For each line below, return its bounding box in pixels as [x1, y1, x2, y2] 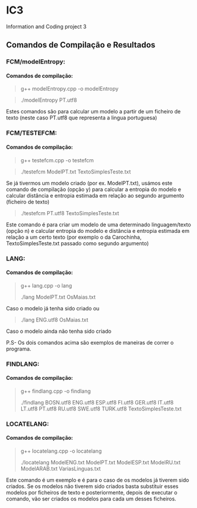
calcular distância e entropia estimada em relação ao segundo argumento [6, 192, 184, 199]
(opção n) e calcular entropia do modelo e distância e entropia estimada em [6, 227, 190, 234]
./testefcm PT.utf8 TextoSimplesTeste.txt [20, 209, 119, 216]
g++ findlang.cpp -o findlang [20, 387, 91, 395]
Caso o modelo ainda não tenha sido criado [6, 327, 112, 335]
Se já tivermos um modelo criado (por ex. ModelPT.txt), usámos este [6, 179, 172, 186]
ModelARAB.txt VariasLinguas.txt [20, 465, 101, 472]
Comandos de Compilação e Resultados [6, 40, 156, 50]
